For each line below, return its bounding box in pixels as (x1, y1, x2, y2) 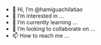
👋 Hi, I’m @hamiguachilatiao (12, 6, 83, 13)
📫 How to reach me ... (12, 32, 69, 39)
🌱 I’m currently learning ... (12, 19, 78, 26)
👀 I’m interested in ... (12, 12, 64, 19)
